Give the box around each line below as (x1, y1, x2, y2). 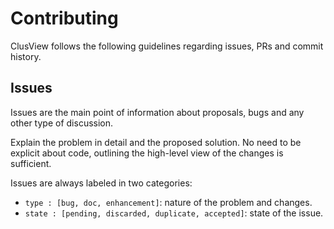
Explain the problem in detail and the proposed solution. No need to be (10, 136, 302, 148)
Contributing (10, 7, 119, 30)
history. (10, 50, 42, 62)
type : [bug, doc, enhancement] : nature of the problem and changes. (24, 196, 313, 208)
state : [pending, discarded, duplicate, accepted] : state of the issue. (24, 207, 324, 219)
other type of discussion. (10, 117, 114, 129)
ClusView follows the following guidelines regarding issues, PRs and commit (10, 40, 324, 52)
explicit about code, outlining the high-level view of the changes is (10, 147, 284, 159)
